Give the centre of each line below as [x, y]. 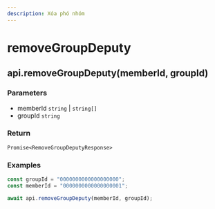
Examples [24, 165]
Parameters [27, 93]
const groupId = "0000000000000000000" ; [66, 180]
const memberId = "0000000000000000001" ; [68, 185]
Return [19, 134]
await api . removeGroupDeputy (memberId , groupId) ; [80, 198]
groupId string [38, 116]
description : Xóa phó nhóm [46, 13]
